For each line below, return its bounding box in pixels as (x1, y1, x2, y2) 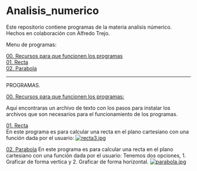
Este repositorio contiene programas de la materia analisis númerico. (6, 23, 172, 30)
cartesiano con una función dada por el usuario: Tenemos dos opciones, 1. (6, 152, 186, 159)
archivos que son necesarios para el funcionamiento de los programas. (6, 110, 178, 118)
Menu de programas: (6, 41, 57, 48)
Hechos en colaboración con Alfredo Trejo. (6, 29, 110, 36)
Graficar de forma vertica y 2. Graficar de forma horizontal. (6, 158, 149, 165)
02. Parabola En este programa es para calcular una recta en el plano (6, 145, 174, 153)
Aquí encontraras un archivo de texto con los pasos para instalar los (6, 104, 171, 111)
